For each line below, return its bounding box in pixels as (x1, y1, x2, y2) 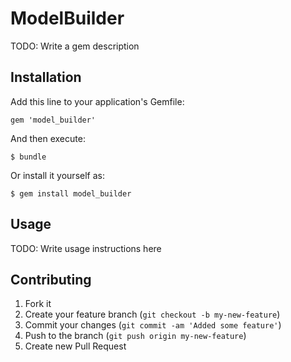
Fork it (24, 298, 52, 310)
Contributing (10, 271, 92, 288)
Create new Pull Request (24, 340, 127, 352)
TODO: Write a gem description (10, 40, 140, 52)
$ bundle (10, 152, 47, 162)
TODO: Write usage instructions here (10, 242, 162, 254)
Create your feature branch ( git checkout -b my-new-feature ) (24, 308, 281, 321)
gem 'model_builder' (10, 115, 97, 125)
